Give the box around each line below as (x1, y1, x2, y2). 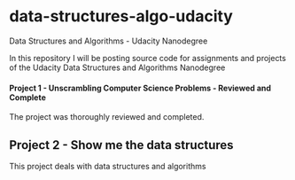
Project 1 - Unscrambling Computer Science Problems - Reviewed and (9, 82, 272, 93)
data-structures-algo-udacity (9, 6, 233, 27)
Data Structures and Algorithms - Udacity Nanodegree (9, 35, 208, 46)
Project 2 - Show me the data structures (9, 137, 234, 153)
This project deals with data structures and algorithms (9, 160, 206, 171)
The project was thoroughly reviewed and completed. (9, 112, 205, 122)
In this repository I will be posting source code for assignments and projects (9, 52, 286, 63)
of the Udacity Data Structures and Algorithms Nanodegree (9, 62, 226, 73)
